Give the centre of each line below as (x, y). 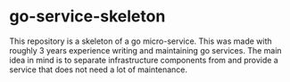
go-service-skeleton (87, 16)
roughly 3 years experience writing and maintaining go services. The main (146, 50)
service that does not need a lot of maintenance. (98, 70)
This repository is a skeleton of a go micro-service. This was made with (141, 41)
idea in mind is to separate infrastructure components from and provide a (144, 60)
